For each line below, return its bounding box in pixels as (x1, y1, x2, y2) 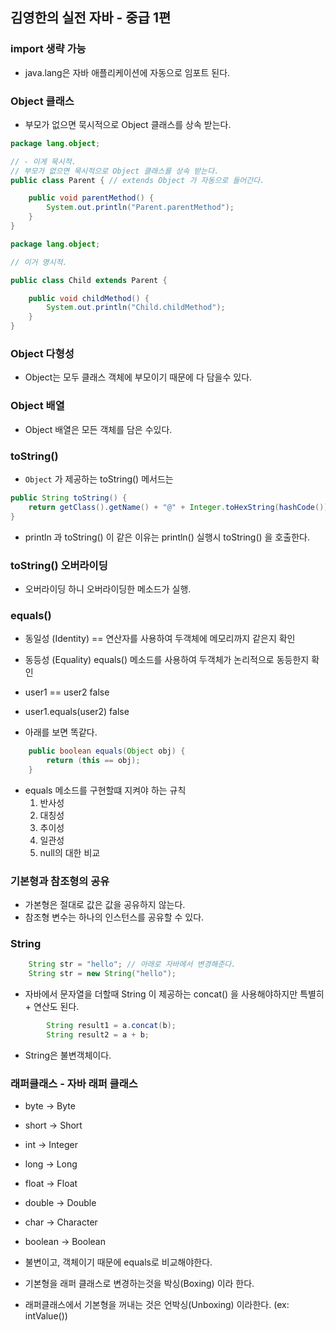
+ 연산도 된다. (24, 1001, 80, 1013)
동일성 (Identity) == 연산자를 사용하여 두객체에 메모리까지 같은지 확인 (24, 633, 296, 645)
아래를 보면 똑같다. (24, 726, 98, 738)
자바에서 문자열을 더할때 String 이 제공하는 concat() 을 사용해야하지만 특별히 (24, 988, 325, 1000)
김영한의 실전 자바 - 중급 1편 (10, 9, 172, 27)
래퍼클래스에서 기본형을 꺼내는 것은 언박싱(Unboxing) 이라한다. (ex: (24, 1299, 290, 1311)
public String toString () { (10, 493, 128, 503)
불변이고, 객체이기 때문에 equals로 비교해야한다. (24, 1256, 213, 1268)
